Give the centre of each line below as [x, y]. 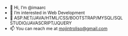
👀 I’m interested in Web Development [47, 13]
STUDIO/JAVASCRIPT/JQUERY [41, 23]
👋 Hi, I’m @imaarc [28, 8]
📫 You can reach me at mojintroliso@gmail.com [59, 28]
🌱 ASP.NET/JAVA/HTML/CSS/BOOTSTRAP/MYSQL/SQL [66, 18]
